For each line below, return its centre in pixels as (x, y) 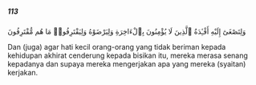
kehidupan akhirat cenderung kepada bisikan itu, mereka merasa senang (128, 55)
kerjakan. (23, 72)
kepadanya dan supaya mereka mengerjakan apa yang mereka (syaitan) (127, 63)
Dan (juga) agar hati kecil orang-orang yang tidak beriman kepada (117, 47)
